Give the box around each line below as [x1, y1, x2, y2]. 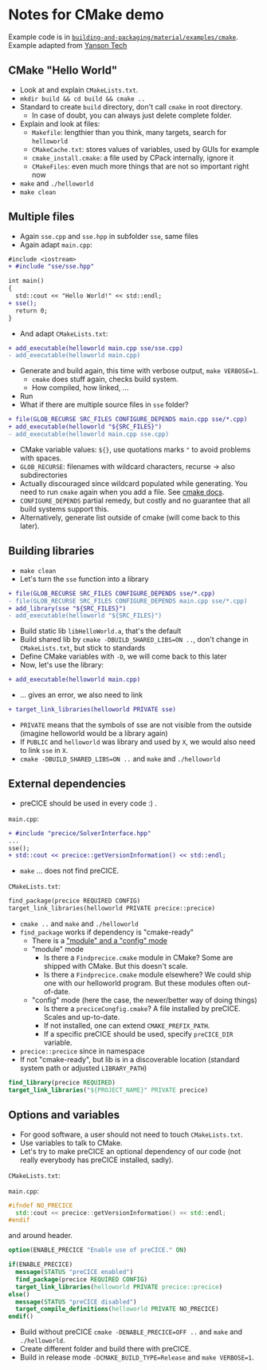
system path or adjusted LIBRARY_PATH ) [19, 1063, 147, 1073]
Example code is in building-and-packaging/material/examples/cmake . [8, 32, 238, 42]
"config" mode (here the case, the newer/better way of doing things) [31, 995, 257, 1005]
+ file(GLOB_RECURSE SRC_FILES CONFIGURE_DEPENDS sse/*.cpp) [8, 589, 216, 597]
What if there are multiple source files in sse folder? [19, 400, 189, 409]
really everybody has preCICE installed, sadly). [19, 1155, 174, 1165]
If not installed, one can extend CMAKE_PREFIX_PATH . [43, 1021, 210, 1030]
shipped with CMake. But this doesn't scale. [43, 962, 189, 971]
